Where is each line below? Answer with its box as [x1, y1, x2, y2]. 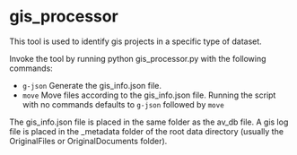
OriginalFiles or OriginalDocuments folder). [9, 135, 168, 146]
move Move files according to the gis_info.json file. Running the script [22, 90, 276, 100]
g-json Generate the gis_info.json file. [22, 80, 162, 90]
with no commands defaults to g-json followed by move [22, 99, 224, 109]
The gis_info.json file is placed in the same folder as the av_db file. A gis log [9, 116, 289, 127]
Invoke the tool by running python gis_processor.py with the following [9, 53, 266, 64]
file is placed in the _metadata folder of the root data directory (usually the [9, 125, 284, 136]
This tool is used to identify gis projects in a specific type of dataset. [9, 36, 262, 47]
